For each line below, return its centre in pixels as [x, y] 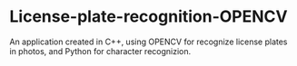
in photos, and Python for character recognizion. [100, 51]
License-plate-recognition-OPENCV [148, 17]
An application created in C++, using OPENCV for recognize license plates [148, 42]
